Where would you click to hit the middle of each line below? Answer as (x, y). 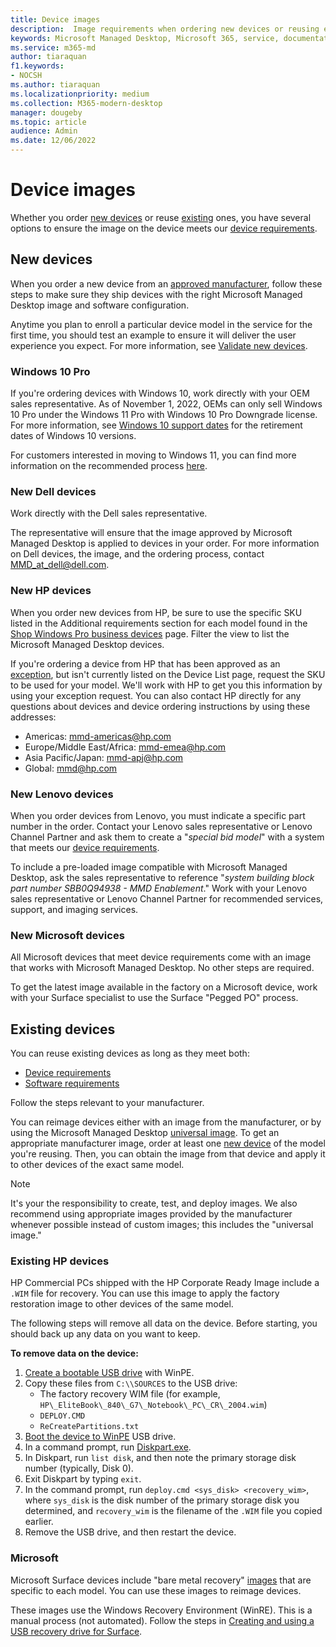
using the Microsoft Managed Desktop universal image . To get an (145, 1133)
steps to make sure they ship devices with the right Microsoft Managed (156, 294)
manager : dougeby (46, 112)
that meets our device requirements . (85, 847)
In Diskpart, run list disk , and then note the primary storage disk (160, 1458)
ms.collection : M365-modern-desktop (86, 103)
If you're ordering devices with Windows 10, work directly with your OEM (160, 393)
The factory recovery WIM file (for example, (130, 1394)
